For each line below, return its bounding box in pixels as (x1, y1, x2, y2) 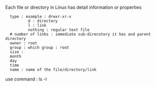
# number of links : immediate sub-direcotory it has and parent (10, 32, 151, 37)
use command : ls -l (5, 76, 47, 82)
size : (10, 50, 24, 55)
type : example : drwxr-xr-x (10, 14, 72, 19)
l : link (27, 23, 47, 28)
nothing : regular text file (27, 27, 90, 32)
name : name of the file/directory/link (10, 67, 97, 72)
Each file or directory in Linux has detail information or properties (5, 5, 142, 10)
